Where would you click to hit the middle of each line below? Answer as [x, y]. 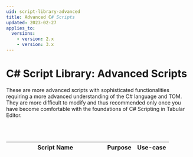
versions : [23, 34]
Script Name [55, 147]
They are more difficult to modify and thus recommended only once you [94, 102]
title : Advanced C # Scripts [41, 17]
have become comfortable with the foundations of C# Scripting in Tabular [96, 109]
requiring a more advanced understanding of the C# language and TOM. [94, 96]
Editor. [14, 115]
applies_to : [21, 28]
